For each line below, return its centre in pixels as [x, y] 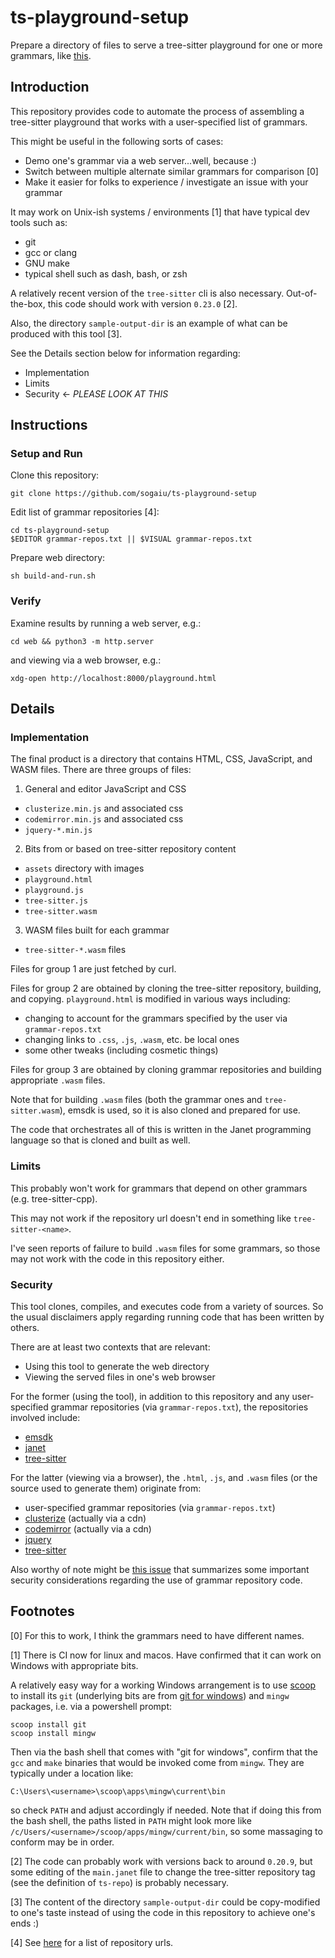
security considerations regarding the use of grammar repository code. [156, 1580]
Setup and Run [46, 454]
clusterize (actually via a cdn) [85, 1518]
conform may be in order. [62, 1842]
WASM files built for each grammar [97, 930]
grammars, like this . [51, 55]
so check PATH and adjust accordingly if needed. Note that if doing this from [166, 1810]
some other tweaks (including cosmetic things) [121, 1050]
